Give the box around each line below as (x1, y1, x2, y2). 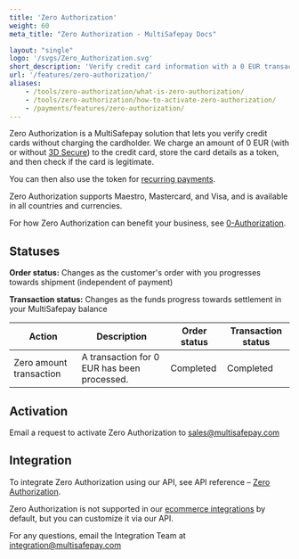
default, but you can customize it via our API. (9, 513, 174, 523)
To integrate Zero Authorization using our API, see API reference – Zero (9, 476, 271, 487)
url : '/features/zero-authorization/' (9, 70, 153, 80)
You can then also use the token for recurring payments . (9, 174, 216, 185)
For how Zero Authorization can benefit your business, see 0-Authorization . (9, 218, 287, 228)
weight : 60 (9, 21, 50, 30)
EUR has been (81, 362, 141, 374)
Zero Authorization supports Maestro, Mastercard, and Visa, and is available (9, 191, 288, 201)
